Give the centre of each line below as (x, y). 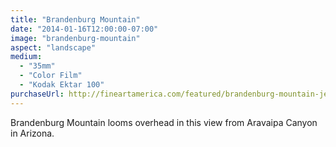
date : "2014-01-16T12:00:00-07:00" (84, 29)
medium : (26, 57)
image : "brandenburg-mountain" (75, 38)
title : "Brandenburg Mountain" (75, 19)
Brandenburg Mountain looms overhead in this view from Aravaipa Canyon (164, 122)
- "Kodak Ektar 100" (62, 85)
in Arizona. (32, 133)
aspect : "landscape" (53, 47)
